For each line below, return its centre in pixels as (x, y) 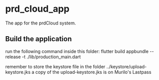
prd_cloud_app (37, 9)
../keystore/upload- (126, 66)
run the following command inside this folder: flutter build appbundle (77, 51)
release (13, 57)
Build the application (39, 39)
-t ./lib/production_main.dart (52, 57)
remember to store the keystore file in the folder (55, 66)
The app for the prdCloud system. (41, 23)
